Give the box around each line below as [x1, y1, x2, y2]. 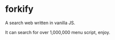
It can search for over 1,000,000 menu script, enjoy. [5, 29, 111, 35]
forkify [5, 3, 34, 15]
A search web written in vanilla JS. [5, 20, 76, 26]
